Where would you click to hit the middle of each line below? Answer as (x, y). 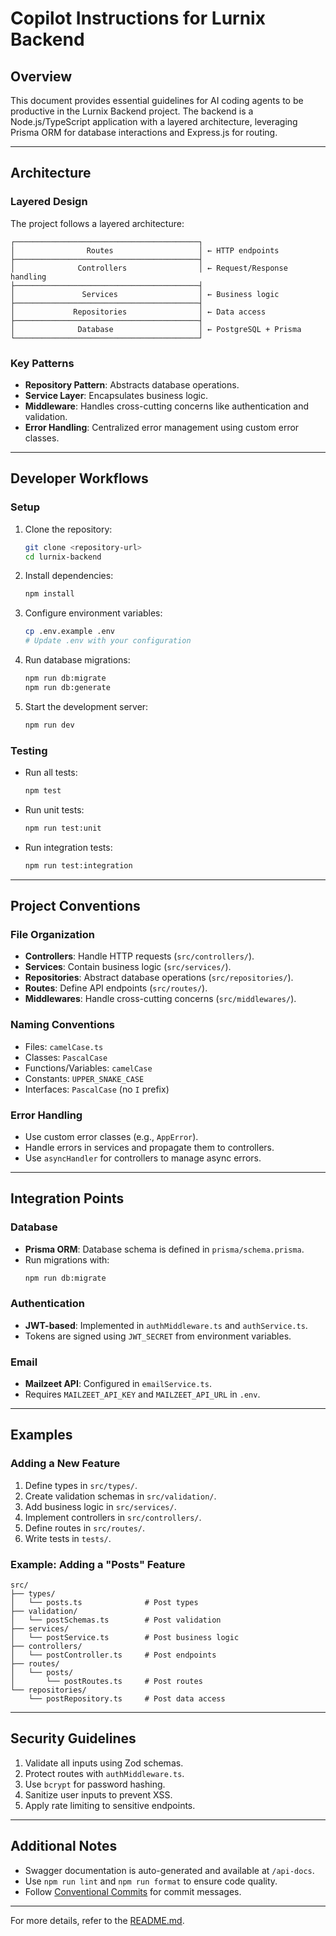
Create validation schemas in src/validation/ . (120, 1496)
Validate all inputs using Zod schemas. (104, 1763)
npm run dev (49, 725)
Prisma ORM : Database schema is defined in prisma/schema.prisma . (164, 1249)
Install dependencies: (69, 576)
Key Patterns (42, 363)
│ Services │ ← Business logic (145, 294)
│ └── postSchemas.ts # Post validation (116, 1620)
